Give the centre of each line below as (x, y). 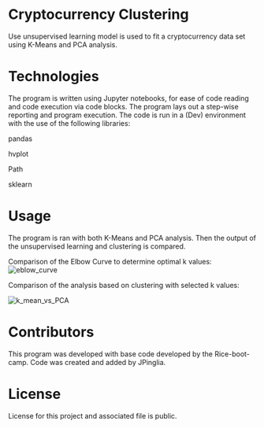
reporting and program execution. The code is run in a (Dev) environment (127, 115)
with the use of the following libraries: (69, 123)
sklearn (20, 184)
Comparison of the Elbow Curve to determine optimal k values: (110, 261)
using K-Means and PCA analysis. (63, 44)
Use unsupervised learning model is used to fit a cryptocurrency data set (127, 36)
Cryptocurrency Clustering (99, 15)
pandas (20, 138)
